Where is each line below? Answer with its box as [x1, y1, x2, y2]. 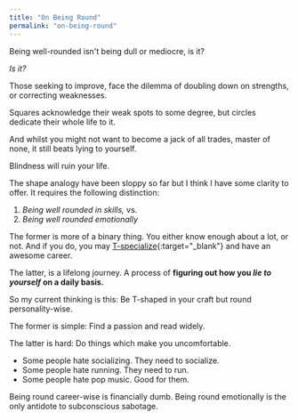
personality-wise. [9, 303, 73, 314]
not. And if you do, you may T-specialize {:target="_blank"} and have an [9, 240, 271, 251]
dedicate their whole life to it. [9, 117, 116, 127]
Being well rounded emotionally [21, 214, 139, 224]
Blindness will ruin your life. [9, 160, 109, 171]
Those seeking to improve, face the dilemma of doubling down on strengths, [9, 80, 289, 91]
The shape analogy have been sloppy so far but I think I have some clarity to [9, 177, 289, 188]
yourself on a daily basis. [9, 277, 104, 287]
